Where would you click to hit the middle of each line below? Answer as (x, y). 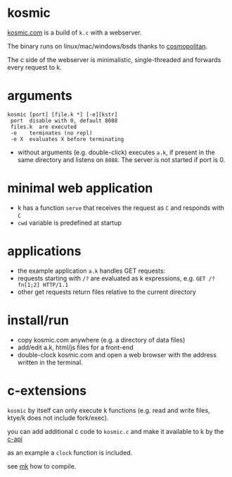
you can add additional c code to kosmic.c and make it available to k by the (116, 431)
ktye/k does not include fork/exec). (58, 418)
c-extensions (47, 391)
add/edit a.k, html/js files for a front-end (75, 347)
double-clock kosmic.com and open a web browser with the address (117, 354)
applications (44, 251)
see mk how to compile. (42, 466)
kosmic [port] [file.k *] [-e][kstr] (63, 114)
